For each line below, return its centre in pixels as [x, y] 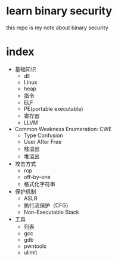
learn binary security [59, 11]
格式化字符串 [39, 184]
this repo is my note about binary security [57, 28]
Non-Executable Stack [51, 212]
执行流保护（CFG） [47, 205]
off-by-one [37, 177]
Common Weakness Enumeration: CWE [63, 129]
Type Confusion [44, 135]
